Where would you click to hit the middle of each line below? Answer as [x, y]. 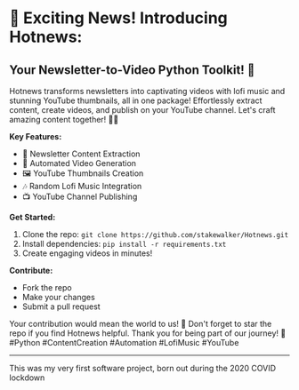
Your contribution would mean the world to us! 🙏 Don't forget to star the [141, 324]
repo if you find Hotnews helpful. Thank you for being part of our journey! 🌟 [148, 333]
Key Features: [36, 136]
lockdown [27, 378]
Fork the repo [47, 287]
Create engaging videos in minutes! [87, 253]
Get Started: [32, 217]
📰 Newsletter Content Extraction [81, 154]
